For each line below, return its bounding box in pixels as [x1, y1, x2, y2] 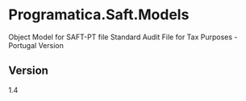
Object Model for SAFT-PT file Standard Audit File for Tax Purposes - [8, 32, 238, 42]
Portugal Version [8, 40, 65, 50]
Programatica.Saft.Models [8, 6, 190, 24]
